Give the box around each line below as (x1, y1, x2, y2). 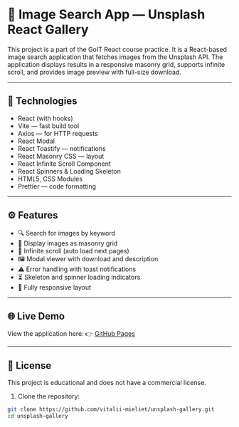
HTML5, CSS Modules (17, 174, 83, 183)
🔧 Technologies (7, 95, 78, 107)
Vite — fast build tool (17, 121, 80, 130)
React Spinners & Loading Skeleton (17, 167, 121, 175)
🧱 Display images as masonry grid (17, 238, 118, 248)
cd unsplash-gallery (7, 413, 69, 420)
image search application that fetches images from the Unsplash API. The (7, 53, 223, 61)
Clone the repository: (17, 392, 80, 401)
